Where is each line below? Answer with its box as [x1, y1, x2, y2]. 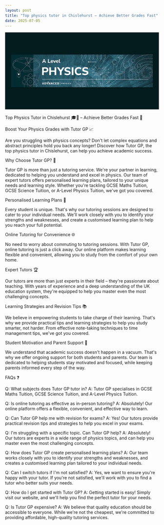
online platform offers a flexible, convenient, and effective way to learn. [5, 406, 148, 412]
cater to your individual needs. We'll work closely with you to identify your [5, 212, 154, 218]
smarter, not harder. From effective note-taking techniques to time [5, 325, 138, 331]
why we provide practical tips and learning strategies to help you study [5, 320, 148, 326]
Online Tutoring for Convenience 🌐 [5, 232, 76, 238]
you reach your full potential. [5, 222, 63, 228]
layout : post [5, 8, 32, 13]
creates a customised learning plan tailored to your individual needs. [5, 460, 143, 466]
